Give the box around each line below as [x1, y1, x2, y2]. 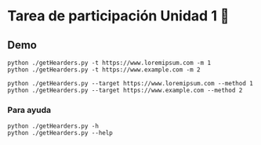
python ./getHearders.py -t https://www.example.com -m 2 [7, 66, 201, 74]
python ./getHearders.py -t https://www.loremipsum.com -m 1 [7, 59, 212, 67]
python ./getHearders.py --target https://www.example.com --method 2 [7, 86, 243, 94]
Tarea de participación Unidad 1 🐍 [7, 7, 230, 25]
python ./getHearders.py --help [7, 129, 113, 137]
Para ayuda [7, 104, 52, 115]
